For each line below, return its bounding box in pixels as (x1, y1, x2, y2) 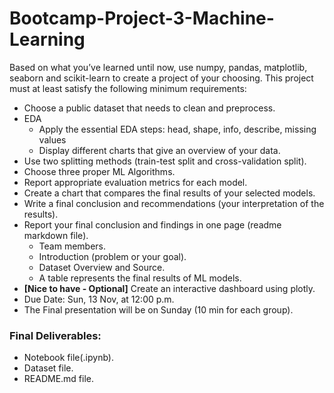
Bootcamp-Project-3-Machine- (9, 7, 275, 30)
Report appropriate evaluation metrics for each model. (23, 176, 248, 188)
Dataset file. (23, 362, 74, 374)
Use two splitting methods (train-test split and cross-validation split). (23, 155, 307, 167)
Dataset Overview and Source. (38, 261, 166, 273)
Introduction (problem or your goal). (38, 250, 187, 262)
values (38, 133, 67, 146)
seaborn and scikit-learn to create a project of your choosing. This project (9, 72, 314, 84)
